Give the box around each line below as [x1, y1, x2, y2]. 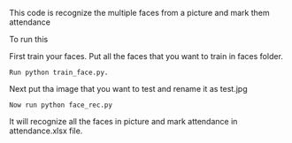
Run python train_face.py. [9, 68, 109, 77]
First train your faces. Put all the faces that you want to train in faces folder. [9, 51, 283, 61]
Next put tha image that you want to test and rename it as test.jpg [9, 84, 248, 94]
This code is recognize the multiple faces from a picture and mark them [9, 8, 270, 18]
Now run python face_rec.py [9, 101, 113, 109]
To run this [9, 34, 49, 44]
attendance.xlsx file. [9, 125, 83, 136]
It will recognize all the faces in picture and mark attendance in [9, 117, 238, 126]
